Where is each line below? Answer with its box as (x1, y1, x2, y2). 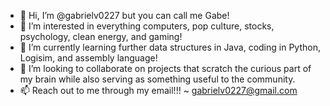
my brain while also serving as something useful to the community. (19, 73, 296, 85)
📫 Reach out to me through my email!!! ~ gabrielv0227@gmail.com (19, 85, 298, 96)
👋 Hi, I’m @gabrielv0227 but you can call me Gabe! (19, 10, 230, 21)
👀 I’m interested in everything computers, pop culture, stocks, (19, 20, 275, 32)
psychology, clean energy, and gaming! (19, 31, 183, 42)
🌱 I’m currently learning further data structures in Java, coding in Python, (19, 41, 321, 53)
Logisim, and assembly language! (19, 52, 158, 64)
